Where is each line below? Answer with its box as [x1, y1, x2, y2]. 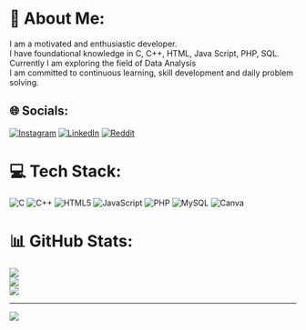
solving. [9, 76, 39, 87]
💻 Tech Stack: [9, 161, 122, 181]
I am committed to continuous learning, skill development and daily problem [9, 67, 294, 78]
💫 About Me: [9, 8, 106, 29]
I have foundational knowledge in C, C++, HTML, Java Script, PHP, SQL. [9, 47, 280, 58]
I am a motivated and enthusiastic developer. [9, 38, 178, 49]
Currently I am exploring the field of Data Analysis [9, 57, 197, 68]
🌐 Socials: [9, 104, 69, 119]
